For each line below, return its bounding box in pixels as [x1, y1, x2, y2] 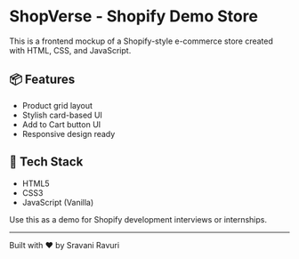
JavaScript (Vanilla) [21, 197, 94, 207]
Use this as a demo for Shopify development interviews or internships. [9, 214, 267, 224]
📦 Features [9, 72, 76, 87]
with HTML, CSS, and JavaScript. [9, 45, 132, 55]
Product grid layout [21, 100, 93, 110]
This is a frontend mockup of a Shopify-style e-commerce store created [9, 36, 274, 46]
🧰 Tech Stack [9, 154, 84, 170]
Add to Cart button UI [21, 118, 101, 130]
